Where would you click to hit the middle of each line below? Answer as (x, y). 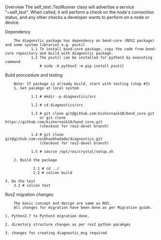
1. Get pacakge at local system (46, 88)
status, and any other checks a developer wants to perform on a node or (77, 17)
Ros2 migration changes (29, 195)
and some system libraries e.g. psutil (45, 45)
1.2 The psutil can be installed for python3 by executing (91, 58)
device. (12, 22)
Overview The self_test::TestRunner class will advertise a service (70, 7)
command (13, 62)
